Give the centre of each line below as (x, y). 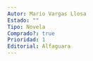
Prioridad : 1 (26, 40)
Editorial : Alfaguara (39, 46)
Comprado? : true (31, 33)
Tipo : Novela (26, 27)
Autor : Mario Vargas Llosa (47, 14)
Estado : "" (23, 20)
